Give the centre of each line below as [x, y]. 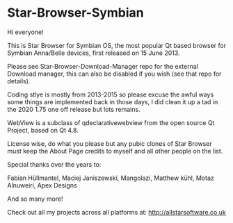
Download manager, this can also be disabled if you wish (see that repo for [114, 74]
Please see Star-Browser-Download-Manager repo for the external [103, 66]
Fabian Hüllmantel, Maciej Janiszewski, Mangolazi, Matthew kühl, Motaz [111, 178]
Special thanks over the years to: [54, 164]
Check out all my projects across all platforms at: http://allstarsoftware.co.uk [116, 212]
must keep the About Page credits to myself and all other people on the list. [115, 151]
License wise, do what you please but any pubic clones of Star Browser [110, 143]
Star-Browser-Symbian [75, 13]
